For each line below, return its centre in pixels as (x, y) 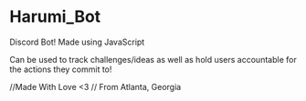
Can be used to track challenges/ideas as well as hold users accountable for (153, 59)
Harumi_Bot (55, 17)
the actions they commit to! (61, 69)
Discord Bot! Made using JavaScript (77, 42)
